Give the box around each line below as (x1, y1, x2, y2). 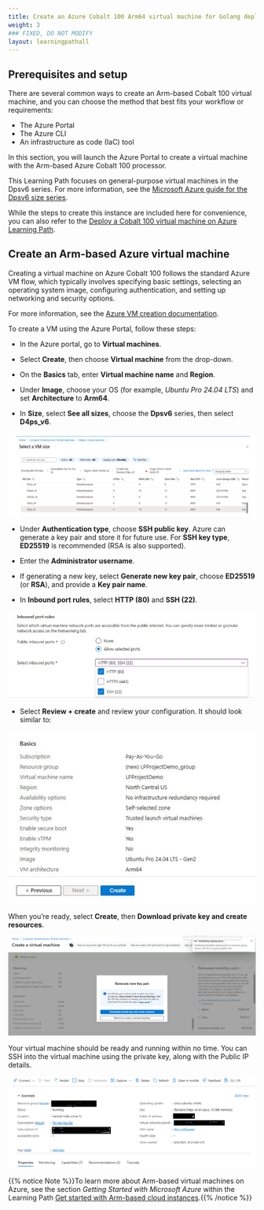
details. (8, 1060, 32, 1069)
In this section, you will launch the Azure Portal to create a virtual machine (8, 153, 248, 162)
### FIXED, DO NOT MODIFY (8, 29, 93, 37)
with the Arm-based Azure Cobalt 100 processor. (8, 161, 167, 171)
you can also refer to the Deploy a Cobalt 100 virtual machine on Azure (8, 216, 237, 226)
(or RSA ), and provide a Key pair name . (19, 580, 148, 589)
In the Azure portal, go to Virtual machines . (19, 339, 162, 349)
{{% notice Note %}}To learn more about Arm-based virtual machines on (8, 1176, 244, 1186)
